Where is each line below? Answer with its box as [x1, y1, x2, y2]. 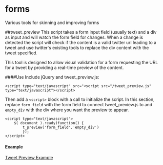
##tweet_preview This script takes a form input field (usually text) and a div [5, 29, 157, 35]
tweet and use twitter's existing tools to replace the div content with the [5, 45, 149, 50]
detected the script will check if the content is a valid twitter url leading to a [5, 39, 157, 45]
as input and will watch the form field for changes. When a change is [5, 34, 143, 40]
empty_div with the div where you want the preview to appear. [5, 107, 129, 113]
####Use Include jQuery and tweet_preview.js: [5, 74, 99, 80]
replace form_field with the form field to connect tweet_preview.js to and [5, 101, 153, 107]
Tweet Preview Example [5, 155, 53, 161]
